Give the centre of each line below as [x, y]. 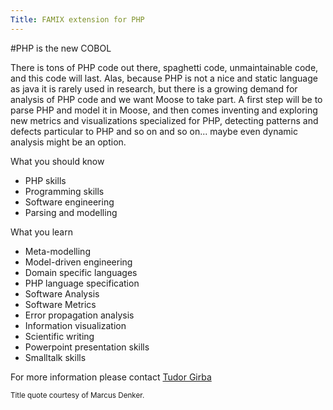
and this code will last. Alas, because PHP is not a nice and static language [164, 78]
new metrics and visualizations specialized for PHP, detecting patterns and [164, 120]
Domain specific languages [81, 272]
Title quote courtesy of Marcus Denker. [77, 395]
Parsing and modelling [71, 212]
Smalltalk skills [55, 357]
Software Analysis [62, 293]
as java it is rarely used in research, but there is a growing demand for [154, 88]
